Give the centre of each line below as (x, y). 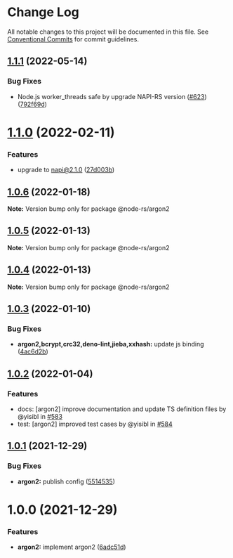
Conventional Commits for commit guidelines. (73, 39)
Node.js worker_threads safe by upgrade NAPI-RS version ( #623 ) (112, 96)
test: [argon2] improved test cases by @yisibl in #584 (95, 424)
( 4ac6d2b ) (33, 351)
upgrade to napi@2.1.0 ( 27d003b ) (66, 170)
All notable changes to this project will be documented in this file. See (108, 32)
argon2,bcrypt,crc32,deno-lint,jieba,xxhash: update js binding (111, 344)
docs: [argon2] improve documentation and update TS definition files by (122, 409)
